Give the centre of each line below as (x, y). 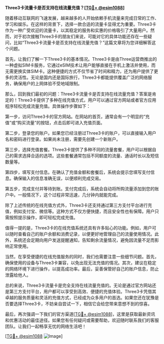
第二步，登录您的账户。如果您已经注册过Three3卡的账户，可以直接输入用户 (81, 133)
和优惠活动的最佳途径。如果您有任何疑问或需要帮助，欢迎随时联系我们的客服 (82, 320)
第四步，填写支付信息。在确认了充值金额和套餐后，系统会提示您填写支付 (78, 172)
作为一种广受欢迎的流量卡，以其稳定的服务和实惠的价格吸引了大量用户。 (78, 30)
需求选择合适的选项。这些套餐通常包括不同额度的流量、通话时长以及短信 (86, 156)
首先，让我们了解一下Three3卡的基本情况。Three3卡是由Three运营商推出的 (81, 59)
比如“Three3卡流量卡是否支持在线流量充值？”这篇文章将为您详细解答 (82, 43)
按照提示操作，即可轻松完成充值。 (43, 218)
